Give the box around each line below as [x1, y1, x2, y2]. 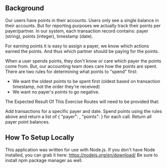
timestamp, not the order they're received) [12, 83, 100, 89]
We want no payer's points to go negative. [12, 88, 100, 94]
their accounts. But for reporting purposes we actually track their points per [5, 22, 161, 28]
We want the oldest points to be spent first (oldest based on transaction [12, 78, 160, 84]
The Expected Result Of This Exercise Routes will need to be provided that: [5, 98, 159, 104]
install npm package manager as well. [5, 157, 83, 163]
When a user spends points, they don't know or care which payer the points [5, 57, 161, 64]
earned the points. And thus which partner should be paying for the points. [5, 48, 159, 54]
